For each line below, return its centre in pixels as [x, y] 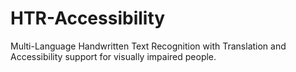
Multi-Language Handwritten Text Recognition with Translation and [148, 46]
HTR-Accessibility [88, 18]
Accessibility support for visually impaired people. [113, 56]
